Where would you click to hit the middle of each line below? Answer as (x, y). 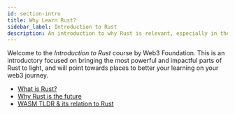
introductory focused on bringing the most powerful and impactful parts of (115, 61)
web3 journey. (28, 76)
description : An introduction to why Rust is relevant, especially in (112, 33)
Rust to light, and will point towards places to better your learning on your (113, 68)
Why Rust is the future (49, 97)
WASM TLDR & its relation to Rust (65, 104)
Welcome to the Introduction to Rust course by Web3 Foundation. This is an (116, 53)
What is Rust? (37, 89)
